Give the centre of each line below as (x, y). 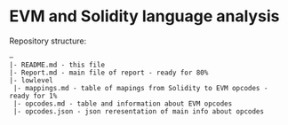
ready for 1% (33, 96)
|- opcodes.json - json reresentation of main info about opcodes (139, 111)
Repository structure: (48, 41)
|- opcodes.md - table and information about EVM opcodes (123, 104)
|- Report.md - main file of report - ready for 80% (109, 73)
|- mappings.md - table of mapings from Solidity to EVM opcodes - (140, 88)
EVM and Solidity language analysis (144, 16)
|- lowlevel (31, 80)
